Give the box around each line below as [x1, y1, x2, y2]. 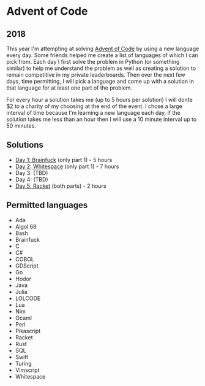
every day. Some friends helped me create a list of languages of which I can [6, 52, 198, 59]
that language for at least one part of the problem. [6, 84, 133, 91]
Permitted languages [6, 200, 88, 210]
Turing [15, 360, 32, 367]
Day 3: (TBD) [15, 169, 48, 176]
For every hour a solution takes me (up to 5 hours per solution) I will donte [6, 96, 193, 103]
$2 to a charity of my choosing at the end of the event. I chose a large [6, 102, 182, 110]
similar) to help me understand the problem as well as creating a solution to [6, 64, 196, 72]
